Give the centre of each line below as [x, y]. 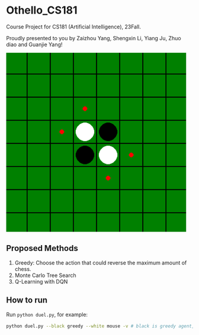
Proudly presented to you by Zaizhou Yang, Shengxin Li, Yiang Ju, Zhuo [94, 38]
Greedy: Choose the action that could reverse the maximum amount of [101, 262]
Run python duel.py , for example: [47, 314]
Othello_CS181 [42, 10]
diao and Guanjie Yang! [34, 44]
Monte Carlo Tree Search [45, 275]
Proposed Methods [42, 248]
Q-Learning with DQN [41, 281]
